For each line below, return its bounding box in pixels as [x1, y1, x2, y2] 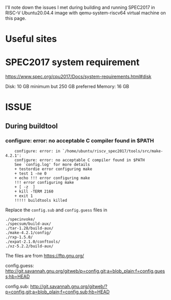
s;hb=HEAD [5, 273, 30, 280]
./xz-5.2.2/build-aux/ [5, 244, 54, 249]
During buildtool [5, 121, 58, 130]
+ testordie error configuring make [14, 166, 93, 172]
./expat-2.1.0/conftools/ [5, 239, 60, 244]
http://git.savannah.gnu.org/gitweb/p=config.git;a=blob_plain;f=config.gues [5, 268, 165, 274]
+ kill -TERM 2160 [14, 189, 54, 194]
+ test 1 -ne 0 [14, 171, 47, 176]
